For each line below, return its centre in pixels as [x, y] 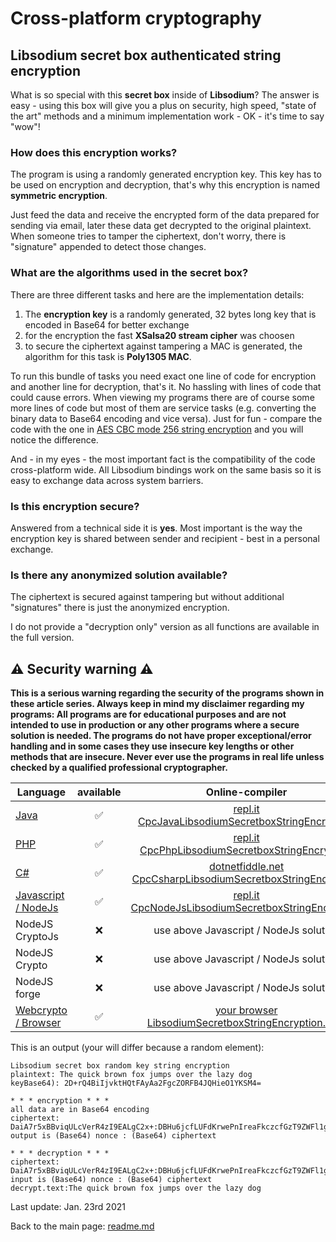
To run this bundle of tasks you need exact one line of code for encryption [163, 376]
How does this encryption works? [94, 152]
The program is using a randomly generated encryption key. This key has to [166, 174]
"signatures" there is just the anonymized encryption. [120, 608]
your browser [246, 1010]
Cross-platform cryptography [136, 18]
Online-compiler [246, 792]
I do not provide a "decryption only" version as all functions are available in [165, 627]
